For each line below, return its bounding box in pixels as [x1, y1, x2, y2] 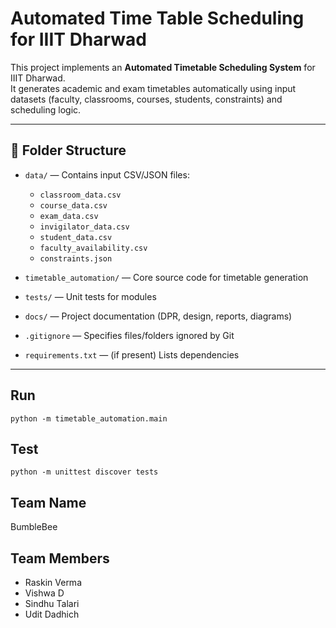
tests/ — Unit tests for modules [24, 290, 157, 302]
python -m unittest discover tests [10, 467, 159, 477]
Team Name [10, 494, 87, 511]
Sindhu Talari [24, 598, 80, 609]
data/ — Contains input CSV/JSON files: [24, 168, 190, 181]
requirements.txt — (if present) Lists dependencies [24, 348, 240, 361]
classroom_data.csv [39, 190, 122, 200]
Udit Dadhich [24, 608, 80, 620]
